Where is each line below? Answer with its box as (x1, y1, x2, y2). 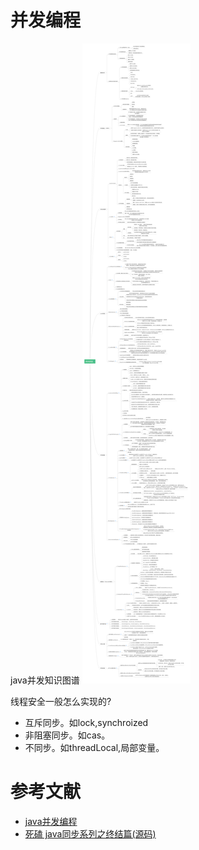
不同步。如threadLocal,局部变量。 (24, 741, 165, 753)
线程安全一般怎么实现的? (10, 695, 112, 707)
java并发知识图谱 (10, 674, 80, 686)
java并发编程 (24, 815, 78, 827)
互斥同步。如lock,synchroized (24, 716, 149, 728)
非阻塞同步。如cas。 (24, 729, 111, 741)
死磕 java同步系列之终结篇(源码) (24, 827, 157, 840)
